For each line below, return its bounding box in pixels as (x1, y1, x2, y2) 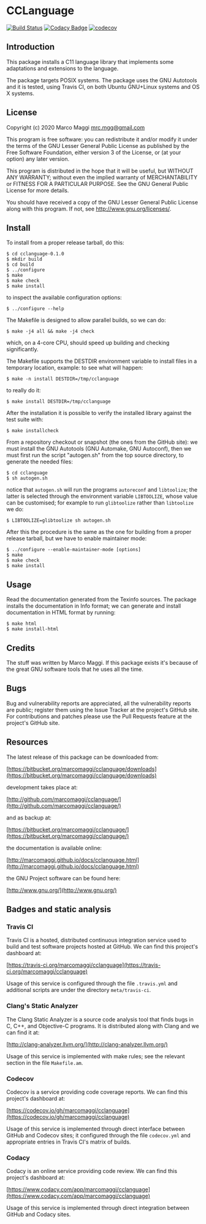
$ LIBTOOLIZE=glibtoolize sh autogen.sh (6, 517, 112, 524)
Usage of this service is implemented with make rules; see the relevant (6, 1052, 185, 1059)
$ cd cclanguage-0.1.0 (6, 251, 64, 257)
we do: (6, 506, 24, 513)
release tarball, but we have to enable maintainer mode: (6, 535, 147, 542)
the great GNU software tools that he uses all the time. (6, 665, 144, 673)
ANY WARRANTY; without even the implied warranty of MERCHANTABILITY (6, 173, 198, 181)
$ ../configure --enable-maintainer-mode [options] (6, 547, 141, 553)
